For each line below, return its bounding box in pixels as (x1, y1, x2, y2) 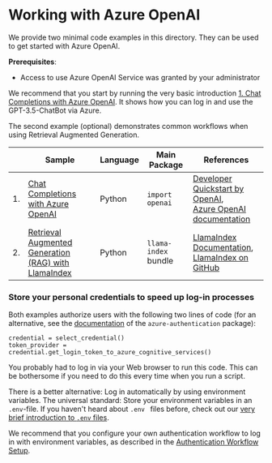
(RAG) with (28, 257, 70, 268)
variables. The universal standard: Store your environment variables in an (8, 396, 253, 405)
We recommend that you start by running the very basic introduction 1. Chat (8, 88, 261, 98)
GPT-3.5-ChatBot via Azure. (8, 105, 102, 115)
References (203, 154, 249, 165)
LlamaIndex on (193, 251, 249, 263)
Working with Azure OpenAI (8, 6, 201, 24)
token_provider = (8, 341, 67, 349)
